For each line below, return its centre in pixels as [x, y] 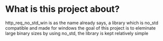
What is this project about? [62, 9]
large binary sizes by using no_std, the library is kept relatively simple [77, 33]
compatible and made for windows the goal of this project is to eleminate [80, 28]
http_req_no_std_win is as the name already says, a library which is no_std [82, 23]
